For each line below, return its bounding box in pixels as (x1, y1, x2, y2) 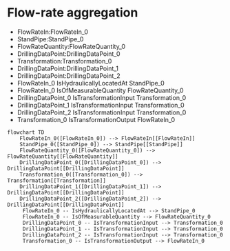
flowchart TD (7, 129, 45, 136)
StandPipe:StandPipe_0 (17, 34, 84, 43)
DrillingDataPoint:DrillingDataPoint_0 (17, 50, 121, 58)
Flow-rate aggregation (7, 5, 138, 21)
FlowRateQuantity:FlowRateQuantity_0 (17, 42, 126, 50)
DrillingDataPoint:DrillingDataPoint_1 (17, 64, 119, 72)
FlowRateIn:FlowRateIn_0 (17, 28, 88, 36)
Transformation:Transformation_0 (17, 57, 112, 65)
